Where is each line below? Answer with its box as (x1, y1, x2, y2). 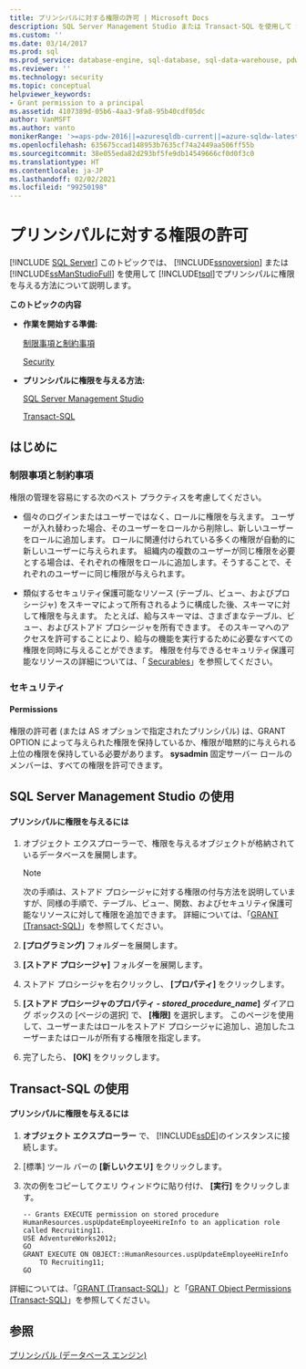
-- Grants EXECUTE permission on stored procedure (22, 1210, 219, 1219)
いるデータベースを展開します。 (22, 849, 142, 860)
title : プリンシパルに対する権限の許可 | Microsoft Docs (9, 13, 209, 23)
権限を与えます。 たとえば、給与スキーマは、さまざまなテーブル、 (38, 610, 288, 621)
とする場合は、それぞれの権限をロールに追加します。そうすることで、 (22, 556, 285, 567)
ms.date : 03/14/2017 (9, 38, 88, 48)
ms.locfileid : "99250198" (9, 183, 107, 192)
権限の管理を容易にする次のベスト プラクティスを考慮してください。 (9, 492, 267, 503)
